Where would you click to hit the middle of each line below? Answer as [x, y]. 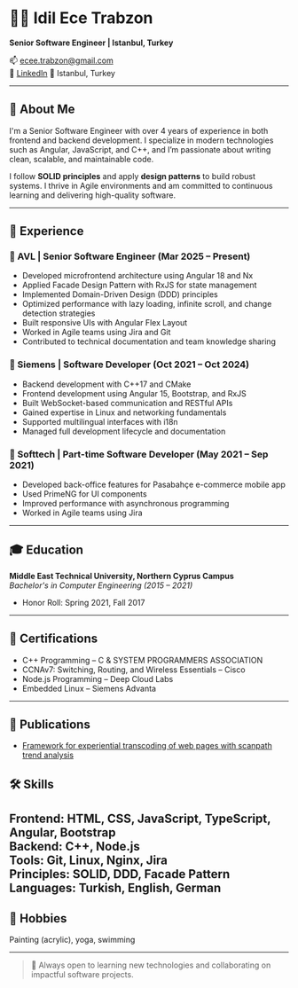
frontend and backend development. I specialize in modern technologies [141, 140]
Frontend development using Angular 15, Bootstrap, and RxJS [134, 393]
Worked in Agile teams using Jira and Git [96, 333]
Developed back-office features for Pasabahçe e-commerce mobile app [153, 485]
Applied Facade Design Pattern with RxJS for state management [139, 285]
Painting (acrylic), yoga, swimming [72, 940]
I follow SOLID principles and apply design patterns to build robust [132, 176]
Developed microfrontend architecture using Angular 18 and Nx [137, 276]
